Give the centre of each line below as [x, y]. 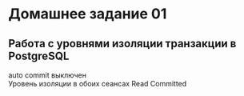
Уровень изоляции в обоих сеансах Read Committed [98, 84]
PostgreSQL [39, 56]
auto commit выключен [47, 75]
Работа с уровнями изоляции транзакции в [122, 44]
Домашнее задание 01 [88, 14]
